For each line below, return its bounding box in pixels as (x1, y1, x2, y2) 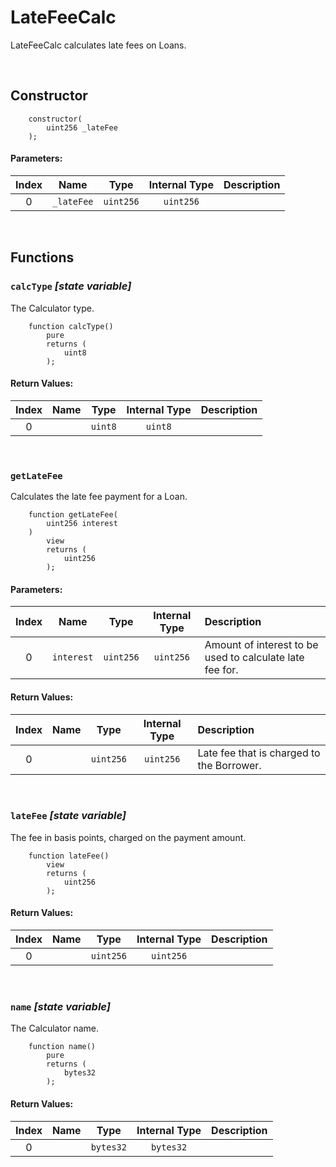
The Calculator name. (10, 1022, 100, 1035)
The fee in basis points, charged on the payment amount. (10, 831, 247, 843)
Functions (10, 249, 75, 266)
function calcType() (28, 321, 114, 331)
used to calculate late (204, 651, 305, 665)
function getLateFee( (28, 510, 118, 520)
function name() (28, 1042, 97, 1052)
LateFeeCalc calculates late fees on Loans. (10, 39, 187, 51)
